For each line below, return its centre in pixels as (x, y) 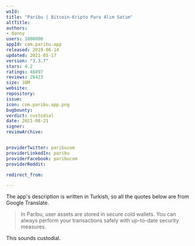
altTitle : (18, 22)
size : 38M (18, 83)
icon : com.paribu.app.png (38, 104)
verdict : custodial (30, 115)
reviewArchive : (25, 132)
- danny (16, 34)
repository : (21, 94)
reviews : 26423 (25, 77)
